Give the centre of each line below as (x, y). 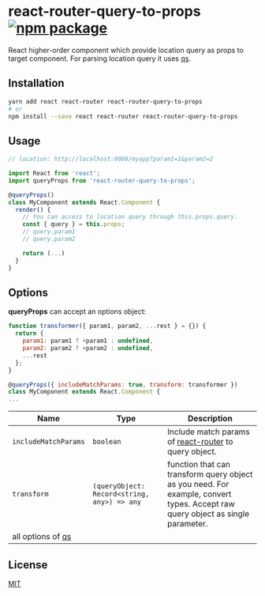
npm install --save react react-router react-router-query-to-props (123, 116)
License (28, 565)
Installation (36, 83)
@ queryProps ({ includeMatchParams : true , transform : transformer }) (123, 385)
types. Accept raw (201, 504)
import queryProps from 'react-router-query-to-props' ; (102, 180)
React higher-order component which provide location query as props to (126, 50)
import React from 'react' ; (54, 174)
